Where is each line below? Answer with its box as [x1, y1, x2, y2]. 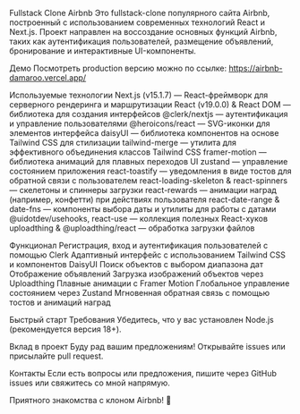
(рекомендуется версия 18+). [9, 324, 123, 334]
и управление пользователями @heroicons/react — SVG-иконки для [9, 118, 270, 129]
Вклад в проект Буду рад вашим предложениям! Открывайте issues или [9, 342, 286, 351]
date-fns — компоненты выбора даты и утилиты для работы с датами [9, 204, 277, 214]
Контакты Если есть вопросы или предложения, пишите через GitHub [9, 368, 278, 378]
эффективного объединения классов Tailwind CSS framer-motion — [9, 147, 267, 157]
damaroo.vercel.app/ [9, 72, 87, 83]
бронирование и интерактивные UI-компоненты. [9, 46, 197, 56]
